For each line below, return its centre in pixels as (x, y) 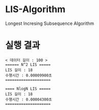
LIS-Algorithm (35, 9)
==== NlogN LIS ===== (28, 89)
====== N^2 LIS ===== (28, 64)
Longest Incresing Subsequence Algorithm (50, 23)
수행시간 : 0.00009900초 (29, 75)
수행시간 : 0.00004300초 (29, 99)
